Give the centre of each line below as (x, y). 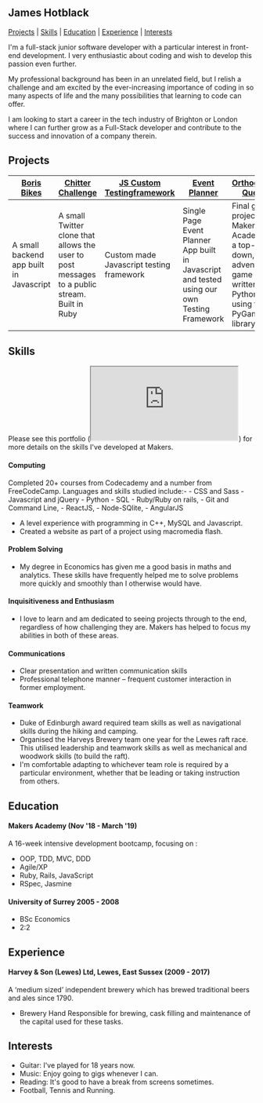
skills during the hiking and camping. (79, 731)
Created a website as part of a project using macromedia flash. (121, 531)
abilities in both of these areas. (69, 636)
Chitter (78, 182)
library (244, 323)
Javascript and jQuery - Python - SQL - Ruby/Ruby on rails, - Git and (119, 499)
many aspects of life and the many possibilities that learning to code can (125, 95)
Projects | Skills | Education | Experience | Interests (90, 31)
